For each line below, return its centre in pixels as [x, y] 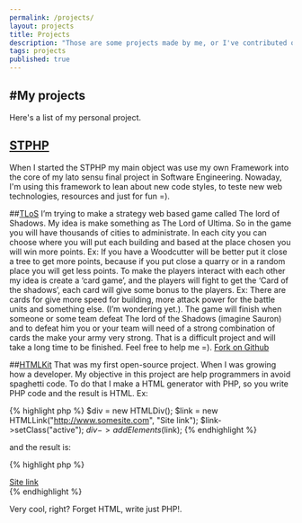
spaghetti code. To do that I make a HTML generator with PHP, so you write [149, 384]
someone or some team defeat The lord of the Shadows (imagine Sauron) [146, 318]
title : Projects [40, 34]
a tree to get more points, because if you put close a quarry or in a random [147, 261]
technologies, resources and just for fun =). [90, 196]
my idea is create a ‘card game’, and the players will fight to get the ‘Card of [149, 280]
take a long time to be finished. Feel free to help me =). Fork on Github [139, 347]
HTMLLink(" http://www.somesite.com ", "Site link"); [104, 420]
